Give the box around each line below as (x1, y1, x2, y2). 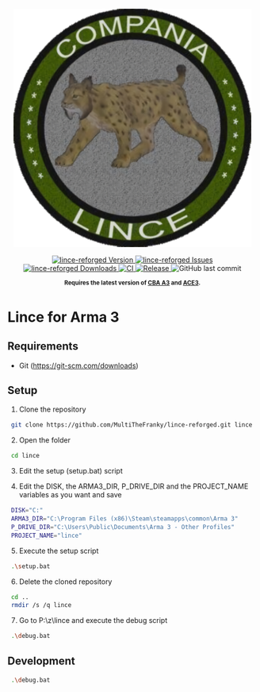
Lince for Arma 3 (7, 307, 120, 326)
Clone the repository (18, 404, 86, 414)
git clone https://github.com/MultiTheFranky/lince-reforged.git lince (10, 421, 253, 429)
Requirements (7, 339, 78, 354)
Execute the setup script (18, 546, 99, 555)
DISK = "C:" (10, 506, 44, 515)
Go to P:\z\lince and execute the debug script (18, 616, 168, 625)
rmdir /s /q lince (10, 601, 72, 609)
